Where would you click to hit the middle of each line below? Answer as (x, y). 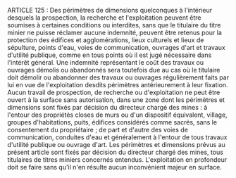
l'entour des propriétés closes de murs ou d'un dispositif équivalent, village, (117, 115)
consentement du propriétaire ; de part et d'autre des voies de (98, 130)
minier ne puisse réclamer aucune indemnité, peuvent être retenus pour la (114, 32)
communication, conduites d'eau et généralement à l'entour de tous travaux (117, 137)
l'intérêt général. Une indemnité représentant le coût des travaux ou (106, 62)
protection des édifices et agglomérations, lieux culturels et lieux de (106, 40)
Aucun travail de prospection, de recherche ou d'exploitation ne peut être (114, 92)
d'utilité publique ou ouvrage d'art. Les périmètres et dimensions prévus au (116, 145)
